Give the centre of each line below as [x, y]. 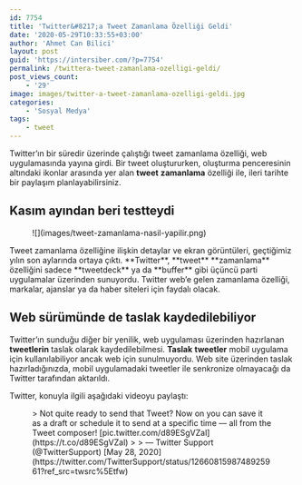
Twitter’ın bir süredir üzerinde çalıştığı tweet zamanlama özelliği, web [138, 153]
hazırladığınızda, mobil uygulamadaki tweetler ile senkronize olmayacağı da [150, 368]
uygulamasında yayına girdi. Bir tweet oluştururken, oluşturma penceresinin [150, 163]
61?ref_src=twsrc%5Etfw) [80, 471]
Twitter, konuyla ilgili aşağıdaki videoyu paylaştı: [99, 395]
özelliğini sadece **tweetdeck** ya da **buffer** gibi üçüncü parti [134, 270]
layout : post [34, 52]
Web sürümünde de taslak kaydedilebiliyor [133, 317]
